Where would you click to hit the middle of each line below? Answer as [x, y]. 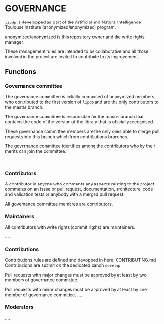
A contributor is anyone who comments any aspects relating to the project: [80, 184]
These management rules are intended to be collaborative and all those [77, 51]
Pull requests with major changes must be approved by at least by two [76, 275]
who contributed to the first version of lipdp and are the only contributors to [82, 102]
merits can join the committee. [36, 151]
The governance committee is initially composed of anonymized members [80, 96]
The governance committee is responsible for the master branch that [75, 116]
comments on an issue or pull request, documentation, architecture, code [79, 189]
